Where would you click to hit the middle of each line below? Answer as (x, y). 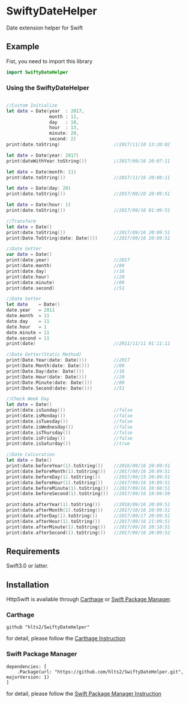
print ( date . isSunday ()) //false (70, 410)
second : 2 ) (63, 139)
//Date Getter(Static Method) (44, 355)
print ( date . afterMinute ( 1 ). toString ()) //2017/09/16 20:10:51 (88, 527)
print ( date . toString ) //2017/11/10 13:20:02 (88, 145)
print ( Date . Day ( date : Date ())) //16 (65, 371)
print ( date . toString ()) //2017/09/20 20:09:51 (88, 194)
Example (23, 47)
